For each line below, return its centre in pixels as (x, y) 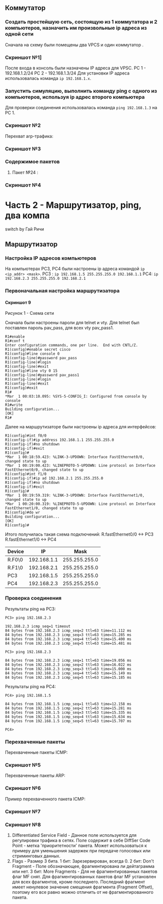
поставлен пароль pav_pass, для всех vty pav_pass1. (59, 328)
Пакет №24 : (25, 172)
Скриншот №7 (23, 811)
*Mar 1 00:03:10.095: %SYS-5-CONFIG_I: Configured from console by (76, 397)
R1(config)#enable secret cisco (38, 350)
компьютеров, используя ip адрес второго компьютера (75, 97)
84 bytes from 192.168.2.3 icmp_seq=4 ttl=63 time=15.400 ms (68, 639)
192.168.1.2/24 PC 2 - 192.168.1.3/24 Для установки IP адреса (67, 73)
